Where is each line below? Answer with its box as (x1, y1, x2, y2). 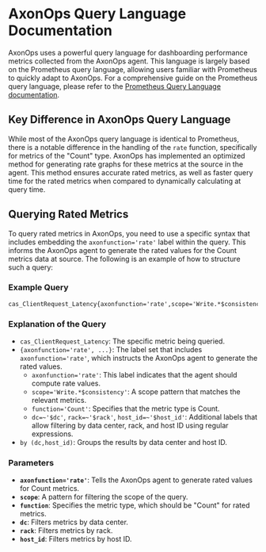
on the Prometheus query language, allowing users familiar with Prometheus (8, 64, 257, 74)
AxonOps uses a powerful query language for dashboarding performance (8, 48, 248, 57)
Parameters (8, 458, 54, 469)
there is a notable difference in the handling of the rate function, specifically (8, 142, 257, 151)
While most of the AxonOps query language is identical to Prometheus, (8, 134, 240, 144)
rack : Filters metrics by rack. (19, 526, 113, 535)
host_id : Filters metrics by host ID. (19, 535, 132, 544)
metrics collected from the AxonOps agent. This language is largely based (8, 56, 250, 66)
